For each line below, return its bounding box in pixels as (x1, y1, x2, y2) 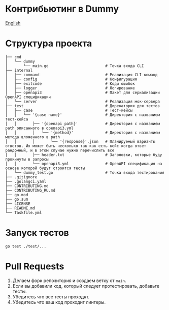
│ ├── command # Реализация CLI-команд (5, 72, 158, 77)
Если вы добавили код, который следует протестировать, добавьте (12, 283, 160, 289)
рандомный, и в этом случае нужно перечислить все (5, 148, 115, 153)
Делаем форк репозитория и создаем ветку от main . (12, 277, 126, 284)
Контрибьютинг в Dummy (5, 3, 119, 15)
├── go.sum (5, 197, 28, 202)
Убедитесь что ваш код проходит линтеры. (12, 299, 106, 305)
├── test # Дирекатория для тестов (5, 103, 160, 108)
